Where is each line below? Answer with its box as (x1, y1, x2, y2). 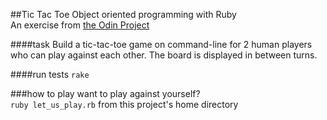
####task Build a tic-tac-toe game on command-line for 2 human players (10, 39, 313, 50)
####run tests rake (10, 69, 90, 80)
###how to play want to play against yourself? (10, 88, 201, 99)
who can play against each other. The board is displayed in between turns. (10, 49, 318, 61)
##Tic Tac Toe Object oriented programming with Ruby (10, 9, 237, 20)
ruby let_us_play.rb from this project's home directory (10, 99, 239, 110)
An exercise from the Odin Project (10, 19, 150, 31)
